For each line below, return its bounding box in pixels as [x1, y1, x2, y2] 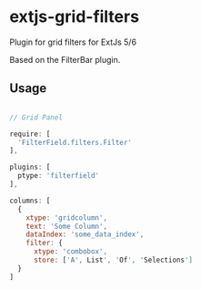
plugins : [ [9, 162, 51, 172]
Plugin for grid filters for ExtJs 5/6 [9, 36, 137, 47]
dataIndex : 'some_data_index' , [25, 230, 145, 239]
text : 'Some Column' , [25, 222, 107, 231]
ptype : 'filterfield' [17, 171, 100, 181]
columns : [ [9, 196, 51, 205]
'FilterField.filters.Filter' [17, 138, 132, 147]
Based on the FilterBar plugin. [9, 54, 121, 65]
